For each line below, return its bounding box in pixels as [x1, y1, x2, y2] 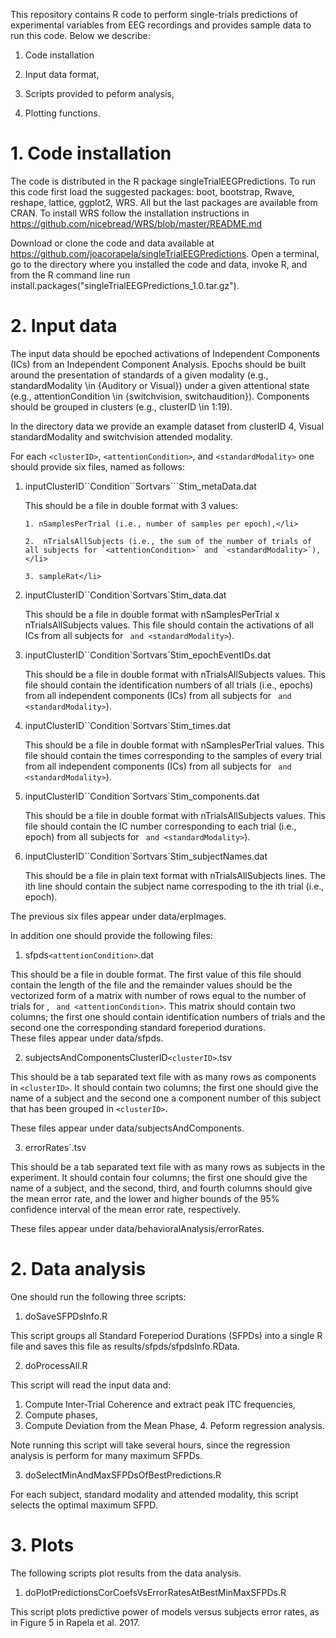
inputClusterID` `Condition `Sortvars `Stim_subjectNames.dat [24, 850, 268, 862]
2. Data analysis [10, 1258, 147, 1281]
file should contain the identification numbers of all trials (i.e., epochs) [24, 679, 314, 691]
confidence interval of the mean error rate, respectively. [10, 1203, 241, 1215]
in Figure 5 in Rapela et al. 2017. [10, 1616, 140, 1628]
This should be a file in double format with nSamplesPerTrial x [24, 608, 280, 620]
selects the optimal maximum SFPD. [10, 1499, 158, 1511]
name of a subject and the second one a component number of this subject [10, 1092, 322, 1104]
